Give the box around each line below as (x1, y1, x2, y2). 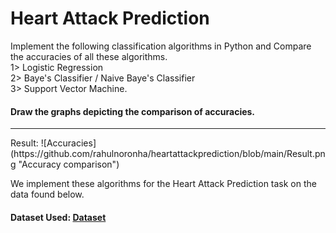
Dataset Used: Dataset (10, 211, 107, 223)
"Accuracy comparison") (18, 158, 120, 171)
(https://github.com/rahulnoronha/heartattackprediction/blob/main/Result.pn (10, 148, 326, 160)
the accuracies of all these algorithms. (10, 50, 168, 62)
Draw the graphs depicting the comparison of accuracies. (10, 105, 256, 117)
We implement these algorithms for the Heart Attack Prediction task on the (10, 178, 317, 190)
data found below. (10, 188, 85, 201)
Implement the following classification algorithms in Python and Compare (10, 40, 312, 52)
